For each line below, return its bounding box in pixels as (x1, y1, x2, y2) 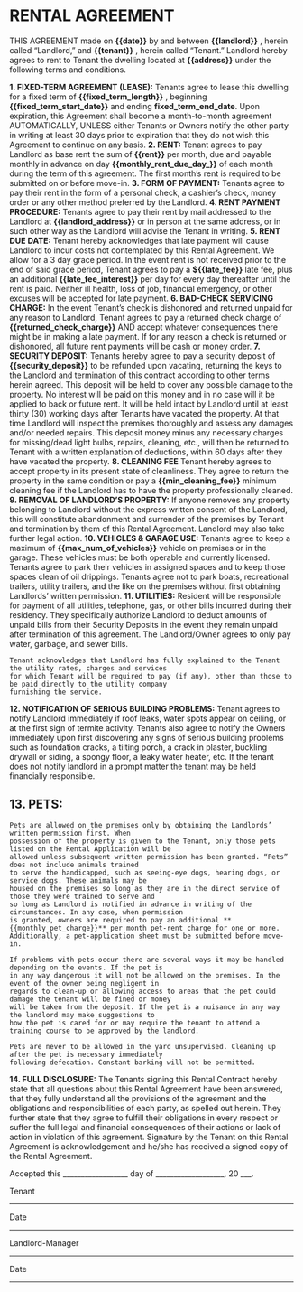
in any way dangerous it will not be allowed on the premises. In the (9, 970, 280, 980)
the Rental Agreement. (9, 1150, 93, 1161)
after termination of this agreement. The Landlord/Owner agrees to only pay (9, 629, 291, 640)
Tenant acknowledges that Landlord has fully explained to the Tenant (9, 656, 280, 665)
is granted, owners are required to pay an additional (9, 915, 220, 924)
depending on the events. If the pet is (9, 963, 164, 972)
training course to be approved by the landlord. (9, 1026, 200, 1035)
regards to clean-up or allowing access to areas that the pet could (9, 987, 277, 996)
